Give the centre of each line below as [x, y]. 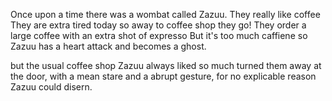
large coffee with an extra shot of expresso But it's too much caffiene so [159, 35]
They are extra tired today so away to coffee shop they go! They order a [158, 25]
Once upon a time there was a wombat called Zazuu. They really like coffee [165, 14]
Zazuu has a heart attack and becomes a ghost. [108, 46]
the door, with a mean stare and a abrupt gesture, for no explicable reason [163, 76]
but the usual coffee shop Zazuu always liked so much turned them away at [166, 65]
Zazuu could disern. [51, 87]
